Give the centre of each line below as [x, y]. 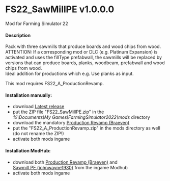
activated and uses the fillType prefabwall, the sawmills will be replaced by [83, 58]
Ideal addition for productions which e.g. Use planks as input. [69, 74]
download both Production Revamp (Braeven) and [65, 162]
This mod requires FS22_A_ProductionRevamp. [55, 84]
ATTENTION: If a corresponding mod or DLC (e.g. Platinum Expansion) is [81, 52]
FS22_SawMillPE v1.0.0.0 [60, 9]
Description [18, 35]
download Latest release [38, 107]
